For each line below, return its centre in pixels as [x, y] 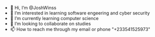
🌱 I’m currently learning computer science [54, 18]
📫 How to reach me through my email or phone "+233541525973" [80, 29]
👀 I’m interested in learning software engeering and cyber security [80, 13]
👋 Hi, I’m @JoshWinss [33, 8]
